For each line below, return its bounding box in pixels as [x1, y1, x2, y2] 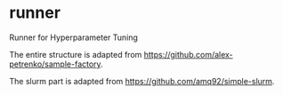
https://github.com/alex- [143, 49, 233, 59]
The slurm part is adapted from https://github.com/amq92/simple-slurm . [9, 75, 275, 86]
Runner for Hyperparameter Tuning [9, 32, 138, 43]
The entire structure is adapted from [9, 49, 142, 59]
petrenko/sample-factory [9, 59, 101, 69]
